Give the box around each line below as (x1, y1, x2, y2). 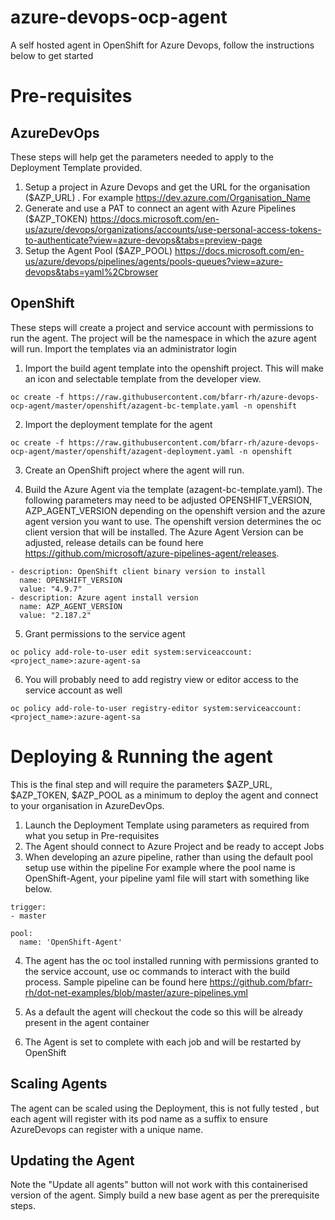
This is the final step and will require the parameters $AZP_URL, (10, 778, 273, 790)
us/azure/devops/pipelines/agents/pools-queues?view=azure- (24, 255, 284, 267)
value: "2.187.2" (19, 610, 92, 620)
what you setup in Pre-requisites (24, 829, 160, 841)
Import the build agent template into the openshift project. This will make (24, 362, 324, 374)
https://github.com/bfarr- (209, 976, 313, 988)
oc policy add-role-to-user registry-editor (10, 703, 199, 713)
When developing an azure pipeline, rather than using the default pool (24, 851, 313, 863)
